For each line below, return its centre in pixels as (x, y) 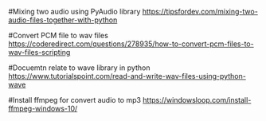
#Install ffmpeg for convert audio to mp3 (75, 100)
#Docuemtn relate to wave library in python (79, 68)
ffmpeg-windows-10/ (43, 108)
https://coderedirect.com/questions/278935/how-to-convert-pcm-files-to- (131, 44)
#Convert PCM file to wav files (59, 35)
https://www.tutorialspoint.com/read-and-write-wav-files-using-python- (127, 76)
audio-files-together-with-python (63, 20)
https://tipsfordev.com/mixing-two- (200, 12)
